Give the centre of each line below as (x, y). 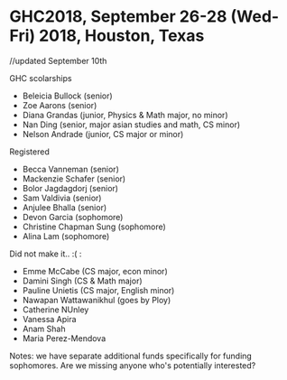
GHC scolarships (41, 78)
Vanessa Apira (49, 319)
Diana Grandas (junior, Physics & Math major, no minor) (125, 115)
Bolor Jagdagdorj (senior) (70, 188)
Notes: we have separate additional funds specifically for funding (131, 356)
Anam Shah (44, 329)
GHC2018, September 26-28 (118, 17)
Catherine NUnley (56, 310)
